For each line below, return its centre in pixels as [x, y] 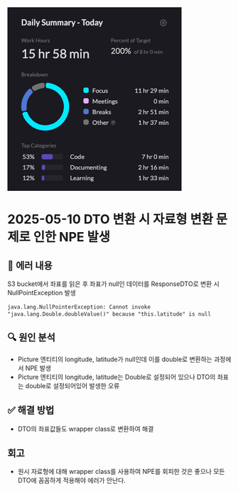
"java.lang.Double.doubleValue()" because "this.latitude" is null [109, 314]
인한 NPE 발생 [71, 237]
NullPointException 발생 [42, 293]
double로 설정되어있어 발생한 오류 [72, 385]
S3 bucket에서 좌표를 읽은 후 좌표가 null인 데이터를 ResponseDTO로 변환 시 [114, 284]
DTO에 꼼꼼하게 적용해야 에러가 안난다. [71, 480]
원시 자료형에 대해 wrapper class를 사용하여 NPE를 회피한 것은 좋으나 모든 [121, 472]
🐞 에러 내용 [30, 265]
